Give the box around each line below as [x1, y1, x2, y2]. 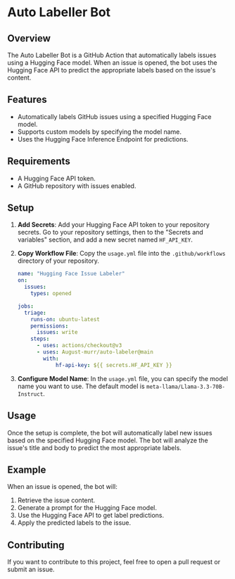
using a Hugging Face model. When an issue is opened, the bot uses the [7, 58, 217, 67]
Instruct [17, 390, 44, 398]
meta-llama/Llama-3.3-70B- [146, 383, 225, 390]
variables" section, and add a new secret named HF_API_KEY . [17, 235, 193, 244]
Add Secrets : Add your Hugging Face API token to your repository [17, 220, 210, 229]
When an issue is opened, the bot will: [7, 482, 118, 491]
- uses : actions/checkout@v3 [36, 342, 122, 349]
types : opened [30, 290, 72, 297]
